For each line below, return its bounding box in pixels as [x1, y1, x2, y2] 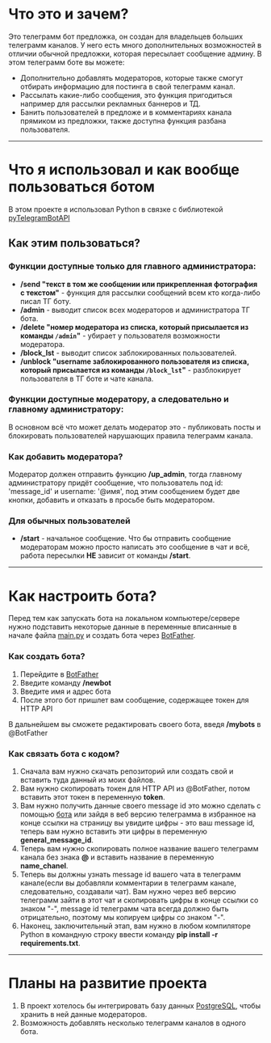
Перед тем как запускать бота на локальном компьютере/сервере [8, 614, 240, 623]
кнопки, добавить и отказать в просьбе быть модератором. [8, 495, 215, 505]
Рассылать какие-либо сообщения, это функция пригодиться [19, 90, 232, 99]
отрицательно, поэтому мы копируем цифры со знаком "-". [19, 912, 226, 922]
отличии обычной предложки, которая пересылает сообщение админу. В [8, 49, 262, 58]
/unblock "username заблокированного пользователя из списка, [19, 357, 250, 366]
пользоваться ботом [8, 178, 155, 196]
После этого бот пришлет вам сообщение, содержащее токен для [19, 695, 249, 704]
